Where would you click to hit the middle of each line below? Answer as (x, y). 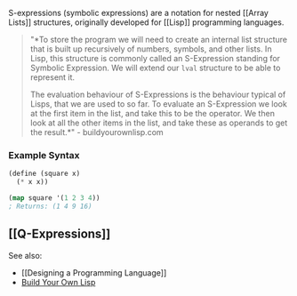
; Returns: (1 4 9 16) (50, 206)
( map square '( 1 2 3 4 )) (54, 198)
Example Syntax (44, 155)
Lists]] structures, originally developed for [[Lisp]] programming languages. (146, 22)
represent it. (52, 77)
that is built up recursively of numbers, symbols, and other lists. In (151, 49)
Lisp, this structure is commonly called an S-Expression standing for (155, 58)
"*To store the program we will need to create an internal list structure (159, 40)
